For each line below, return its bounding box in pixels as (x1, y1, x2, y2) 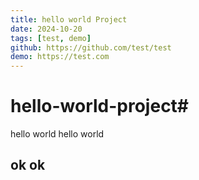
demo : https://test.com (10, 52, 110, 62)
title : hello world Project (10, 14, 128, 25)
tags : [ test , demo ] (10, 33, 92, 43)
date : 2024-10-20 (10, 24, 83, 34)
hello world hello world (10, 128, 105, 140)
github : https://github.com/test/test (10, 42, 172, 53)
